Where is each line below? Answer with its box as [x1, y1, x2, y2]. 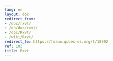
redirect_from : [4, 16, 36, 21]
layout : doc [4, 12, 29, 17]
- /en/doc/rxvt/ [4, 26, 38, 30]
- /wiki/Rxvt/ [4, 35, 34, 40]
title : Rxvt [4, 48, 29, 53]
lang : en [4, 7, 23, 12]
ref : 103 [4, 44, 23, 49]
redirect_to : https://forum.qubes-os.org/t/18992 [4, 39, 109, 44]
